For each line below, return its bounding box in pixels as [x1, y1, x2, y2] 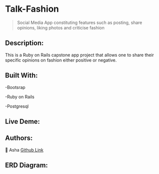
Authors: [5, 134, 33, 142]
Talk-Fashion [5, 3, 59, 15]
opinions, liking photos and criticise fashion [17, 24, 105, 30]
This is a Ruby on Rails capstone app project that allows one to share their [5, 52, 154, 58]
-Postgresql [5, 103, 29, 109]
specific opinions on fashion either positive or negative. [5, 57, 117, 63]
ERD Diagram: [5, 161, 48, 170]
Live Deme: [5, 117, 40, 126]
